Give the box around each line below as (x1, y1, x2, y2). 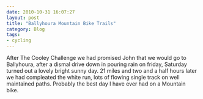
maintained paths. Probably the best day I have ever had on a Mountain (6, 80, 186, 87)
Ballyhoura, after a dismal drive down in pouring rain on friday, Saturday (6, 61, 188, 68)
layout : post (6, 15, 40, 21)
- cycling (6, 37, 32, 43)
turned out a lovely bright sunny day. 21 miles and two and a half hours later (6, 67, 197, 74)
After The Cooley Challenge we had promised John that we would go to (6, 54, 186, 61)
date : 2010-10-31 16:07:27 (6, 9, 75, 15)
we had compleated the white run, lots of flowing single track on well (6, 74, 180, 81)
